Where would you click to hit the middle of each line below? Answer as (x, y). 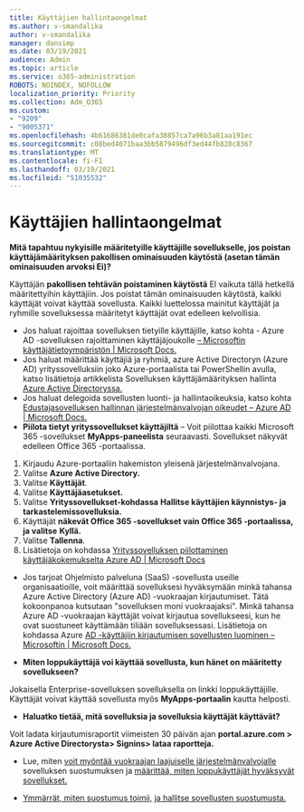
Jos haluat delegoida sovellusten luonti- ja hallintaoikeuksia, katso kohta (157, 398)
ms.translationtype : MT (54, 152)
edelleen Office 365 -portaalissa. (84, 446)
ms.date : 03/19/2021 (48, 52)
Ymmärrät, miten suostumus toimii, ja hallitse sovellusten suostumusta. (154, 798)
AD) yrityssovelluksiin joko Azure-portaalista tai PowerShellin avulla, (149, 369)
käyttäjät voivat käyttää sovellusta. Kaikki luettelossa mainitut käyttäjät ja (145, 303)
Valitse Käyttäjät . (55, 483)
